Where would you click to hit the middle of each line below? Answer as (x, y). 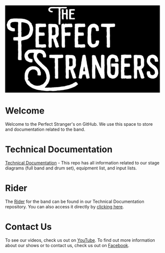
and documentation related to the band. (45, 129)
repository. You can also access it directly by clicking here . (65, 207)
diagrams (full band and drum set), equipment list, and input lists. (71, 168)
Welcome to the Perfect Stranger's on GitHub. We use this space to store (79, 124)
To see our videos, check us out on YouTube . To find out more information (80, 240)
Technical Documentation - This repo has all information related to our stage (82, 163)
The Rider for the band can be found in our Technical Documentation (75, 201)
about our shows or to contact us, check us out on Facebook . (67, 246)
